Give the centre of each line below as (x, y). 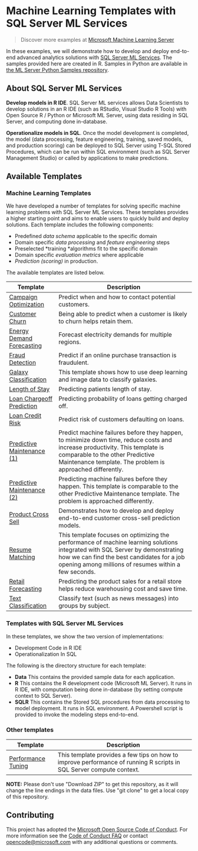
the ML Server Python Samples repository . (57, 70)
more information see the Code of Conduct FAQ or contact (77, 836)
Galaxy (19, 372)
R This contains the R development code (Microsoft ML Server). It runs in (103, 683)
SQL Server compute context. (99, 770)
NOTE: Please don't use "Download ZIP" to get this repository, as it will (92, 784)
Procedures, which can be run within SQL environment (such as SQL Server (98, 151)
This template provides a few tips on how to (118, 755)
